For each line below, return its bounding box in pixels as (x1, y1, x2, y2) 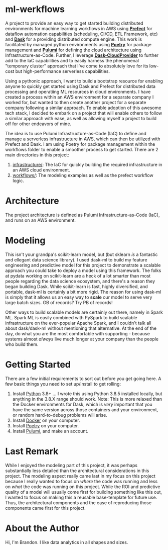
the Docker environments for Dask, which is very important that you (12, 401, 152, 407)
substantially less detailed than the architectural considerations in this (5, 468, 149, 474)
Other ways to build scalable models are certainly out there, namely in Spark (5, 309, 163, 315)
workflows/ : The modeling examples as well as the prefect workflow (12, 172, 154, 178)
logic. (12, 177, 24, 184)
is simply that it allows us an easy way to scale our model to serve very (5, 294, 152, 300)
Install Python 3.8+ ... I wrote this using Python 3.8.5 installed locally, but (12, 391, 162, 397)
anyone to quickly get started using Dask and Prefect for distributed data (5, 83, 156, 89)
